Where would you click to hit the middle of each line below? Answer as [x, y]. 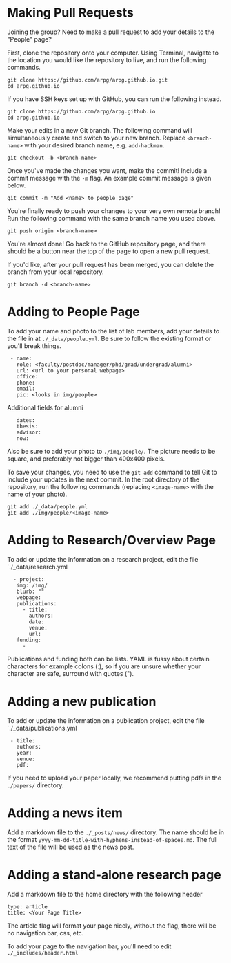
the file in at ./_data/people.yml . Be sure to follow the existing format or [109, 338]
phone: [26, 383]
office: [27, 376]
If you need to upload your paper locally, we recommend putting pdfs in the [114, 778]
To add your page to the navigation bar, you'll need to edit [89, 946]
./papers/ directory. [36, 785]
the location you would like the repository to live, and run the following [107, 59]
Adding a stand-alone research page [114, 875]
